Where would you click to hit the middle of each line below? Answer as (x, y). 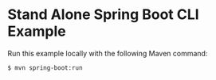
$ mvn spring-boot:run (45, 68)
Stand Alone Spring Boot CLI (104, 15)
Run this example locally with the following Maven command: (108, 53)
